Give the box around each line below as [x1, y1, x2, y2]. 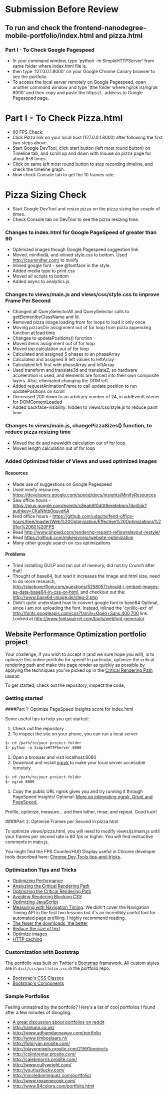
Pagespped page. [12, 95, 49, 101]
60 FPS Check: [12, 129, 43, 135]
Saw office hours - [12, 497, 51, 503]
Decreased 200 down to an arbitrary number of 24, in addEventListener [12, 394, 160, 400]
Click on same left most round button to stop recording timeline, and [12, 161, 153, 167]
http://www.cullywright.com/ [12, 1062, 71, 1068]
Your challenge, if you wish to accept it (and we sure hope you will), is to [5, 651, 155, 657]
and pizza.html [95, 31, 143, 40]
